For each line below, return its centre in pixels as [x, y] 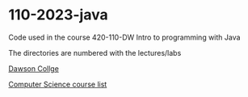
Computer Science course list [58, 84]
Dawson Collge [34, 68]
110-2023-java [58, 15]
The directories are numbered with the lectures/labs [95, 53]
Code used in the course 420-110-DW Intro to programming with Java [124, 37]
